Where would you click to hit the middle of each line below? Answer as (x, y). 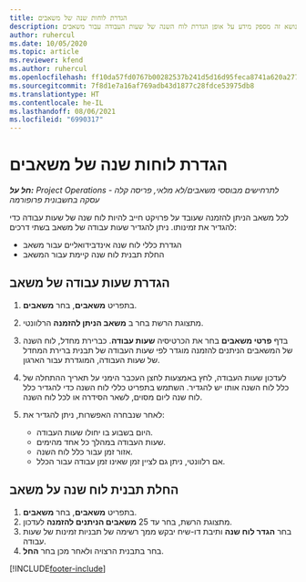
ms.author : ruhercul (49, 69)
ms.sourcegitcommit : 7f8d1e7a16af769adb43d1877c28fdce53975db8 (132, 86)
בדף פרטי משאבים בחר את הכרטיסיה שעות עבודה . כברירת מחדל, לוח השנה (155, 340)
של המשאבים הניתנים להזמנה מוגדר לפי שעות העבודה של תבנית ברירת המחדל (158, 350)
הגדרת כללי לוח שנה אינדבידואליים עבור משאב (102, 245)
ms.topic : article (44, 52)
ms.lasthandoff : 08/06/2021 (63, 111)
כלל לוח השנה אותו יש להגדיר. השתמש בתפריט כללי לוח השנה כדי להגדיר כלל (156, 387)
